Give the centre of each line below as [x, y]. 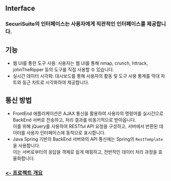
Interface [20, 8]
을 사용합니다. [27, 145]
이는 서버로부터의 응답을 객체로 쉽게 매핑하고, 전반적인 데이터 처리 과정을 [85, 152]
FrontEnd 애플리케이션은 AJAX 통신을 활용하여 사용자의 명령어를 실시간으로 [88, 113]
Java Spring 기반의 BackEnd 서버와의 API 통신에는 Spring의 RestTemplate [88, 139]
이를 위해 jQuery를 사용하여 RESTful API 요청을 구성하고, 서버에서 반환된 [85, 126]
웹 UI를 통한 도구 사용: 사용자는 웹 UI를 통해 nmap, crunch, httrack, [80, 63]
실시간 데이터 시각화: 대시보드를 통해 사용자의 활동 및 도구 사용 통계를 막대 [86, 76]
